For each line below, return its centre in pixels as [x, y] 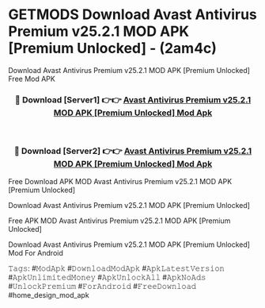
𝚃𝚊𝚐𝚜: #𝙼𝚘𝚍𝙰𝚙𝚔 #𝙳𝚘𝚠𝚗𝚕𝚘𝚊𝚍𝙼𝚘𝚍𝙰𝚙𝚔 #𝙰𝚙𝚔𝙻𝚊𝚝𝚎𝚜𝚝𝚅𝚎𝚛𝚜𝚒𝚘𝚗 [117, 268]
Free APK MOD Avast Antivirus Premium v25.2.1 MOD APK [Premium [119, 221]
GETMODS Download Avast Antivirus [132, 15]
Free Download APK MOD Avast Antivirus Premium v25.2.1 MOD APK [120, 181]
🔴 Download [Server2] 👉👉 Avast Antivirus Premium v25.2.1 [133, 151]
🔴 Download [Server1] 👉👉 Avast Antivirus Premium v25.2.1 [133, 99]
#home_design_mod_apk [49, 295]
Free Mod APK [32, 79]
